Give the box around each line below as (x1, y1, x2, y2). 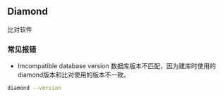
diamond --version (7, 84, 61, 92)
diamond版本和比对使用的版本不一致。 (17, 70, 131, 79)
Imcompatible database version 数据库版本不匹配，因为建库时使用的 (17, 62, 217, 70)
